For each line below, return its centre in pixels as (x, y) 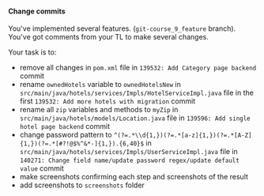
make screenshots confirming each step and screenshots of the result (134, 177)
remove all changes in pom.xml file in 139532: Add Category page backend (138, 68)
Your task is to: (32, 52)
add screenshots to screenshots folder (82, 185)
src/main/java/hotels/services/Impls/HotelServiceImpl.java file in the (137, 93)
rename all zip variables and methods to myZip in (99, 110)
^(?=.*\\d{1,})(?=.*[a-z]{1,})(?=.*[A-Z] (183, 136)
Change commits (37, 11)
